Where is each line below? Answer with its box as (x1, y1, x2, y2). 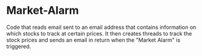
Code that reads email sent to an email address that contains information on (6, 23, 197, 31)
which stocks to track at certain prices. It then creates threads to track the (6, 30, 192, 37)
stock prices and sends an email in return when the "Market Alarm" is (6, 36, 181, 43)
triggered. (6, 43, 32, 50)
